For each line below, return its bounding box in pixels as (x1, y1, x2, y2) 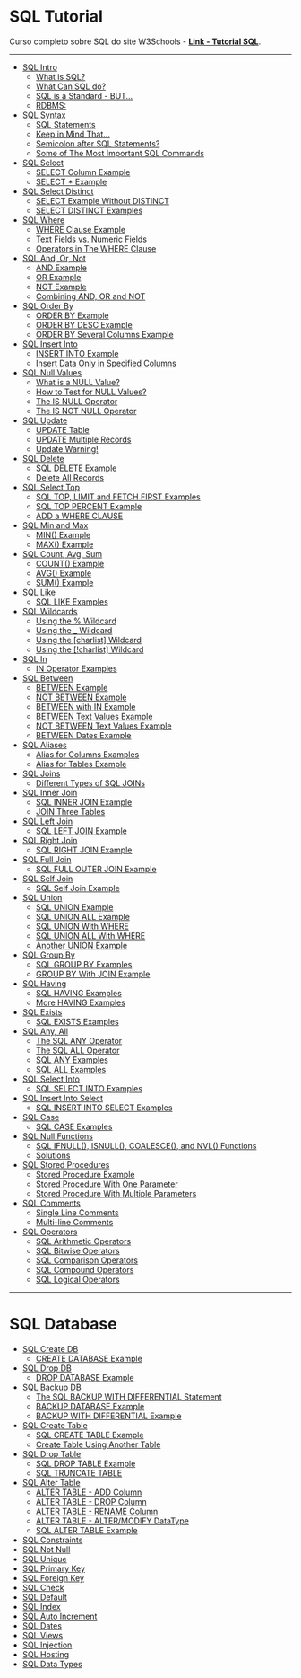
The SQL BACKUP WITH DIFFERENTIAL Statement (35, 1391, 222, 1402)
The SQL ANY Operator (35, 1035, 123, 1046)
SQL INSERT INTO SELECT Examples (35, 1102, 173, 1113)
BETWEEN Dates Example (35, 729, 132, 740)
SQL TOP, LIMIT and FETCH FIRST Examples (35, 491, 202, 502)
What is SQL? (35, 71, 86, 82)
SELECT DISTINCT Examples (35, 205, 143, 216)
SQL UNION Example (35, 901, 114, 913)
